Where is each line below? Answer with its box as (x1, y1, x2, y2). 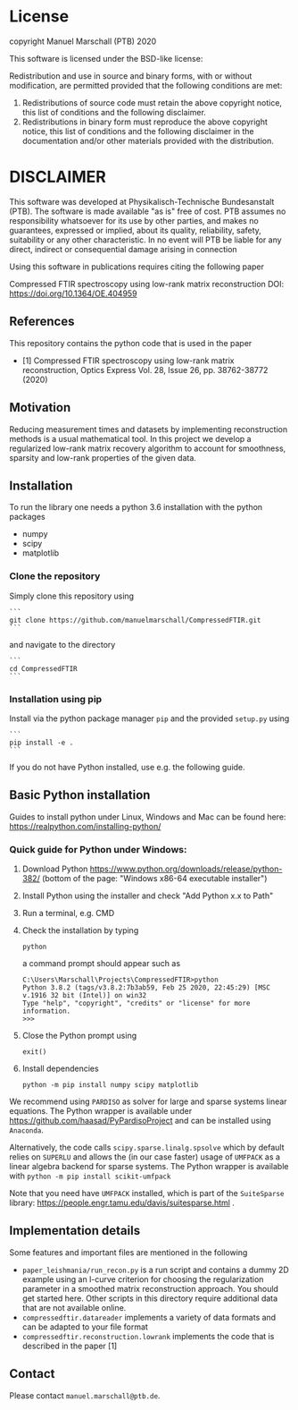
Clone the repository (9, 570, 101, 582)
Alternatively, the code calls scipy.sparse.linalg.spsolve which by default (9, 1142, 285, 1153)
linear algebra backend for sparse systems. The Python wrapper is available (9, 1161, 289, 1172)
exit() (21, 1048, 47, 1057)
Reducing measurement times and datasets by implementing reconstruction (9, 423, 288, 435)
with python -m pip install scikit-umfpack (9, 1170, 171, 1182)
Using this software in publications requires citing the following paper (9, 261, 265, 272)
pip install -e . (9, 738, 74, 747)
